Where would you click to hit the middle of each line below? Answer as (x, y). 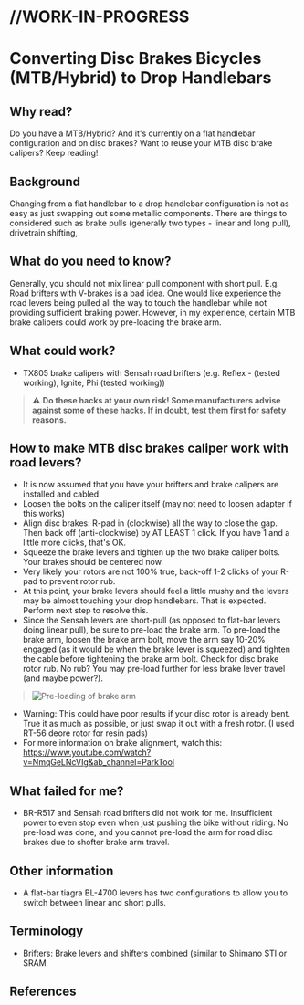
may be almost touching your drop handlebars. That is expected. (144, 601)
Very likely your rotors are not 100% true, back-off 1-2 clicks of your (150, 571)
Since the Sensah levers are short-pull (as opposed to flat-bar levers (152, 620)
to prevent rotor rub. (78, 581)
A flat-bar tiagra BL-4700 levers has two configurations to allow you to (155, 893)
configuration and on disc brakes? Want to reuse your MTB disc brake (141, 143)
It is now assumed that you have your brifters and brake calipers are (151, 485)
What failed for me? (67, 791)
